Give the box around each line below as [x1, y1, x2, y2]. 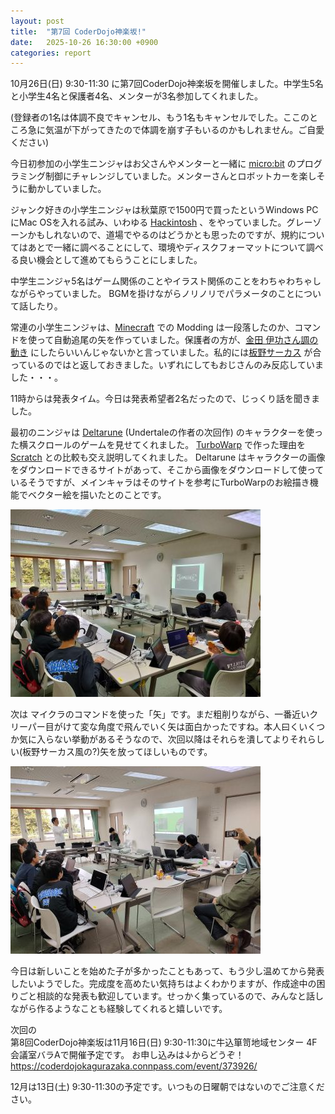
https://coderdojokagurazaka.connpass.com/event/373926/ [10, 1060, 258, 1072]
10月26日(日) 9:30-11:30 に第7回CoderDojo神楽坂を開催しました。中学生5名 [10, 78, 324, 90]
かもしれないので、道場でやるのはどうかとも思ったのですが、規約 [27, 229, 299, 241]
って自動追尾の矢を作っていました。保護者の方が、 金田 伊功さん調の [36, 334, 319, 346]
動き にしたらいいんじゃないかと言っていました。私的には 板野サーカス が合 [10, 346, 322, 359]
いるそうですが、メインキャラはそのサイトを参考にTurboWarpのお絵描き [10, 476, 310, 489]
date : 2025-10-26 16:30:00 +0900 [10, 37, 159, 47]
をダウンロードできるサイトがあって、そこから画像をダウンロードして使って [10, 464, 325, 476]
